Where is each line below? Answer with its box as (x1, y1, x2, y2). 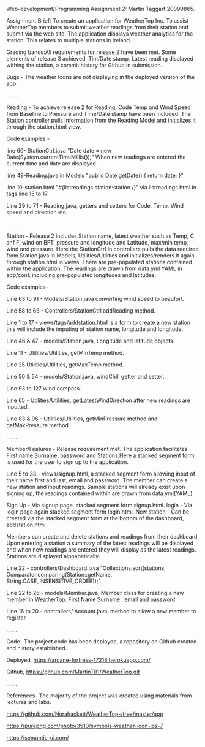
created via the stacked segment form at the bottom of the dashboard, (6, 515, 184, 521)
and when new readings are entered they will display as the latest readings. (6, 546, 196, 553)
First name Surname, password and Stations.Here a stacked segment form (6, 452, 195, 459)
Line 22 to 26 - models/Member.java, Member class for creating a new (6, 590, 184, 596)
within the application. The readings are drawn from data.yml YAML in (6, 265, 182, 272)
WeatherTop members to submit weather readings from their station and (6, 24, 188, 31)
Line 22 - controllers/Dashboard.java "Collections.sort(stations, (6, 564, 166, 572)
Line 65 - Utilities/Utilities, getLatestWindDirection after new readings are (6, 396, 191, 404)
